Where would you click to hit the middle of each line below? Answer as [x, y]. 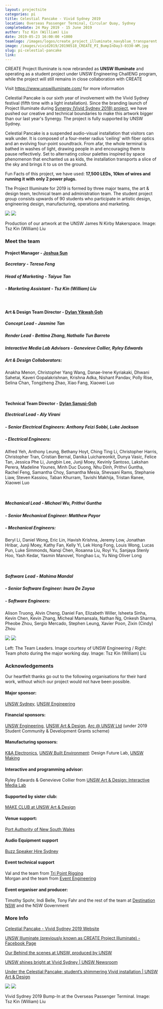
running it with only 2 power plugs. [41, 179]
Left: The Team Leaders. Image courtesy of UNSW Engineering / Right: [76, 648]
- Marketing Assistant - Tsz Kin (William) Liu [51, 289]
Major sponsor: [21, 693]
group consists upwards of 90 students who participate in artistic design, [78, 199]
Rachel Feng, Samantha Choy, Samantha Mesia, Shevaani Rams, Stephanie [80, 472]
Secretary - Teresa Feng [30, 264]
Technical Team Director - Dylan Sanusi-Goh [51, 403]
